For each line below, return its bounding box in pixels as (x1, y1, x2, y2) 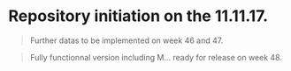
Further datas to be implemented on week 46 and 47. (29, 35, 224, 46)
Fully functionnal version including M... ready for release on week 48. (29, 52, 282, 62)
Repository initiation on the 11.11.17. (8, 6, 269, 26)
